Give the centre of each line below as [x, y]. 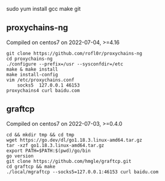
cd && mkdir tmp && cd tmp [40, 135]
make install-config [32, 74]
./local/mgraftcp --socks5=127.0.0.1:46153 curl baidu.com [82, 172]
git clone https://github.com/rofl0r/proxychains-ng [74, 53]
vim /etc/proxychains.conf [40, 80]
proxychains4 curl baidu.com [43, 90]
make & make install [32, 69]
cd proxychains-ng [29, 59]
